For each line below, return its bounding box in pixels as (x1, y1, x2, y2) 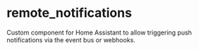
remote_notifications (6, 5, 132, 21)
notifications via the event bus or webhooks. (6, 35, 135, 44)
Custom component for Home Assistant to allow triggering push (6, 28, 192, 37)
